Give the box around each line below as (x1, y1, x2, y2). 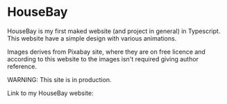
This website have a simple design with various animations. (7, 34, 177, 42)
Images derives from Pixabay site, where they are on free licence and (7, 48, 206, 56)
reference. (7, 62, 37, 70)
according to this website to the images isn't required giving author (7, 54, 199, 63)
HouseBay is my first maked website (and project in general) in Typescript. (7, 27, 221, 35)
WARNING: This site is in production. (7, 75, 112, 83)
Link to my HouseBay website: (7, 89, 94, 97)
